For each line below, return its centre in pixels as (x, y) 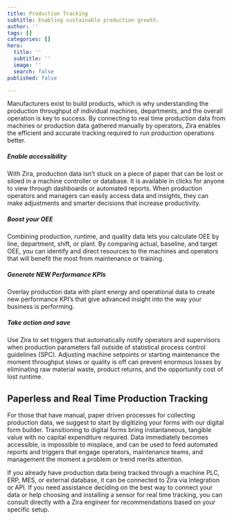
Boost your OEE (30, 219)
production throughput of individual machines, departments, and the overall (115, 111)
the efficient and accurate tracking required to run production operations (111, 133)
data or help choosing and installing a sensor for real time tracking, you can (115, 495)
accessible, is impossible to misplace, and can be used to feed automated (113, 445)
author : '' (23, 26)
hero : (15, 46)
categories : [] (29, 39)
